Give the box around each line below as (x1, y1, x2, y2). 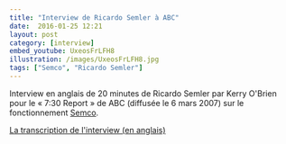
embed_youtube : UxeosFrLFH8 (9, 47, 115, 56)
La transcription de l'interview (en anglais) (9, 124, 166, 135)
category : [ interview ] (9, 38, 95, 48)
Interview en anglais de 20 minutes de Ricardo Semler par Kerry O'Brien (9, 87, 277, 99)
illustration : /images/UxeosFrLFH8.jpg (9, 55, 160, 64)
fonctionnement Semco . (9, 107, 99, 118)
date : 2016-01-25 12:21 (9, 22, 103, 31)
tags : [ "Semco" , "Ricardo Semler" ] (9, 64, 143, 73)
